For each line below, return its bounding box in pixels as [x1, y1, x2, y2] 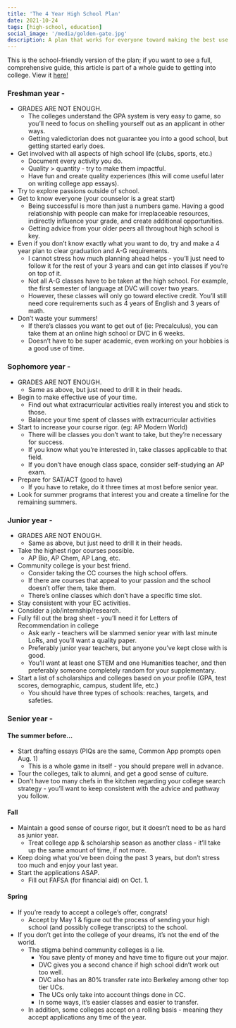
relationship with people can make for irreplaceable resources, [27, 209, 210, 218]
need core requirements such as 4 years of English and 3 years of [27, 299, 221, 307]
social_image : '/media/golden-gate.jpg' [7, 30, 128, 37]
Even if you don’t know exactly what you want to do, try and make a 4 [17, 239, 221, 247]
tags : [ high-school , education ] [7, 23, 102, 30]
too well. [38, 967, 63, 977]
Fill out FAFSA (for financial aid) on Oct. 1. [27, 876, 149, 885]
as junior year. [17, 831, 59, 840]
